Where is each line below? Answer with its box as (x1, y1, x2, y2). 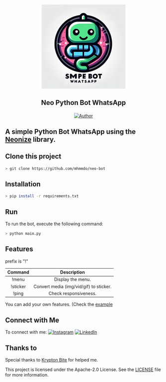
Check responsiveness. (48, 290, 97, 296)
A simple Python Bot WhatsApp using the (5, 127, 136, 136)
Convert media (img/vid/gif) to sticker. (33, 283, 112, 289)
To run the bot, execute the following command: (5, 221, 103, 227)
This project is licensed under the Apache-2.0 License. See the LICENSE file (5, 367, 161, 373)
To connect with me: (5, 329, 47, 335)
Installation (5, 180, 41, 188)
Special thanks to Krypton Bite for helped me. (5, 357, 98, 363)
